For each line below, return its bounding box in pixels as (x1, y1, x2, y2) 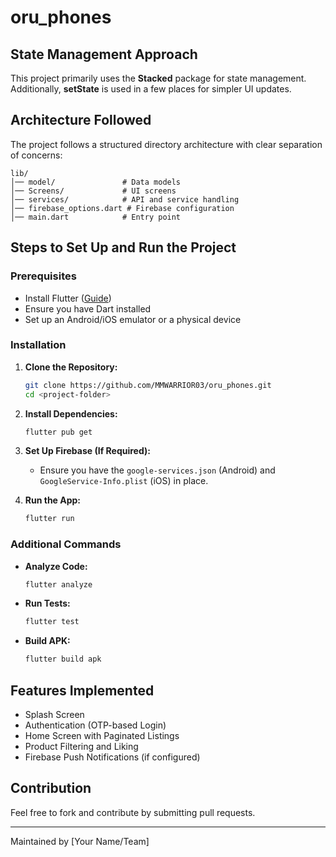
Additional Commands (10, 537, 122, 551)
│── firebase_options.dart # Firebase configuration (10, 203, 235, 213)
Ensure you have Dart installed (24, 302, 152, 315)
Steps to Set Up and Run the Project (10, 239, 237, 256)
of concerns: (10, 149, 63, 161)
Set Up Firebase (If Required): (24, 445, 151, 457)
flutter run (24, 514, 75, 524)
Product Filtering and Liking (24, 741, 139, 753)
